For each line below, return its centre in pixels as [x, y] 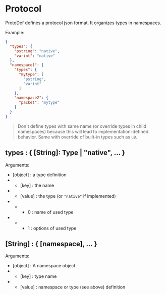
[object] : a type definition [39, 175]
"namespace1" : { [27, 65]
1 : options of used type [52, 228]
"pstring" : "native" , [37, 51]
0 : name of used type [50, 212]
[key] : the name [37, 185]
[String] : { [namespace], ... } [51, 244]
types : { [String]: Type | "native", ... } [65, 153]
